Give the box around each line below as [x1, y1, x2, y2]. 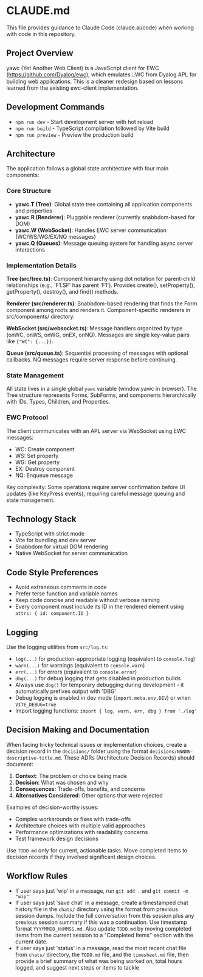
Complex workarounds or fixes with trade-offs [15, 815, 131, 823]
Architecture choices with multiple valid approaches [15, 822, 146, 829]
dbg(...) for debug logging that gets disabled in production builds [15, 675, 181, 681]
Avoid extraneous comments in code [15, 584, 108, 591]
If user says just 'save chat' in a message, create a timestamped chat [15, 899, 188, 906]
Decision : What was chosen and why [15, 779, 109, 786]
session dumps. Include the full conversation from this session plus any [15, 912, 194, 919]
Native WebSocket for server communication [15, 550, 128, 557]
